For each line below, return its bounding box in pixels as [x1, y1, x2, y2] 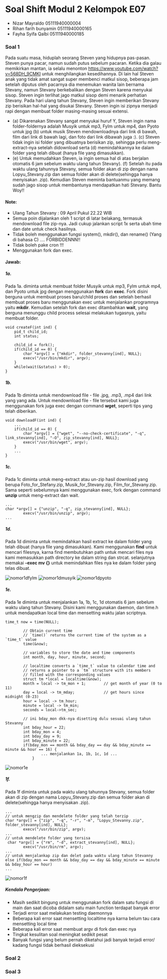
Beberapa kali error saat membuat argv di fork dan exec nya [12, 926, 136, 932]
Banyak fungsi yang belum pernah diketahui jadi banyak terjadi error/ [12, 936, 155, 943]
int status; [14, 334, 39, 339]
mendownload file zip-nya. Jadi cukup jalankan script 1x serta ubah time [12, 221, 161, 227]
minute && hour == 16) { [5, 747, 57, 752]
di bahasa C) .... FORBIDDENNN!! [12, 237, 81, 243]
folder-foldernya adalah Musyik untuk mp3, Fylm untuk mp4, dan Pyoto [12, 123, 159, 129]
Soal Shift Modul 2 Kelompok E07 [5, 4, 146, 15]
